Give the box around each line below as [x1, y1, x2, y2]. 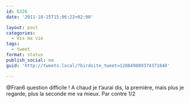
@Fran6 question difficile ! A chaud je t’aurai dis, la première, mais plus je [6, 84, 184, 91]
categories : [6, 30, 35, 36]
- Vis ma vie [11, 36, 44, 42]
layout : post [6, 25, 38, 30]
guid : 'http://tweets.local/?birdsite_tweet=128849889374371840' [6, 63, 170, 68]
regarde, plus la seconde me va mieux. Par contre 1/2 [6, 90, 136, 97]
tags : [6, 41, 19, 47]
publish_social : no [6, 57, 54, 63]
